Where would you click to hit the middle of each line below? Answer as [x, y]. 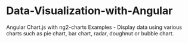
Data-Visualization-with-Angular [90, 11]
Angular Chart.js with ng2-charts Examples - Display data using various [94, 27]
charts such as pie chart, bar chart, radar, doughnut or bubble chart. [90, 33]
